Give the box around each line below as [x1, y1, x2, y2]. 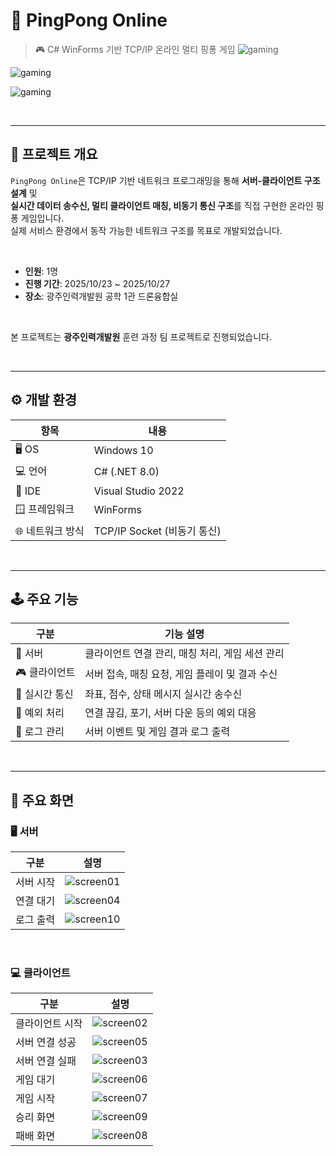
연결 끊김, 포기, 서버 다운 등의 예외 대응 [84, 706, 257, 720]
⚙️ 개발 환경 [10, 392, 78, 409]
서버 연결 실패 [15, 1054, 77, 1068]
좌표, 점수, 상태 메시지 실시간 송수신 [84, 687, 243, 701]
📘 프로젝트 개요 [10, 146, 98, 163]
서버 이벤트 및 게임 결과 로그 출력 [84, 725, 231, 739]
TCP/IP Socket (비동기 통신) [93, 524, 222, 538]
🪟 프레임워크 [15, 502, 75, 516]
